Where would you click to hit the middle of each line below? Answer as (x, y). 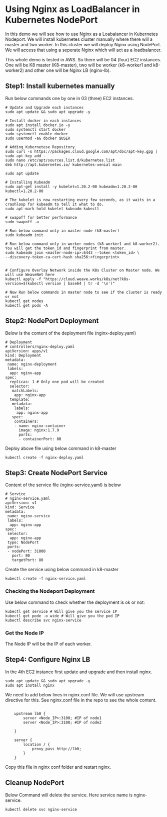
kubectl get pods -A (27, 305)
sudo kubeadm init (24, 235)
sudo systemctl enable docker (37, 134)
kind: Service (20, 507)
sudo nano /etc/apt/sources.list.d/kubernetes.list (60, 160)
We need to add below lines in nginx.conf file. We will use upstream (75, 694)
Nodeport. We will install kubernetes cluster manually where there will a (79, 39)
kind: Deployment (23, 355)
